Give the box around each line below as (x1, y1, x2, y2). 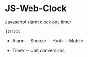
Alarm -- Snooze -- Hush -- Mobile (12, 38, 84, 44)
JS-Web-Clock (5, 3, 67, 14)
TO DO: (5, 28, 21, 34)
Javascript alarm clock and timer (5, 19, 72, 25)
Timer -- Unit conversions (12, 47, 65, 53)
